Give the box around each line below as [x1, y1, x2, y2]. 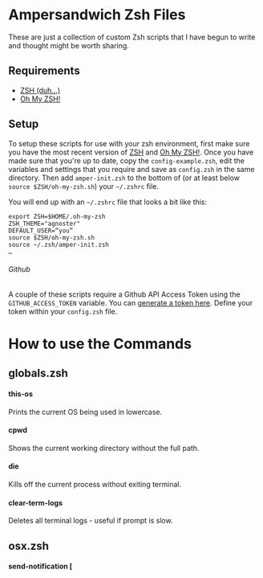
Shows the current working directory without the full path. [8, 443, 200, 453]
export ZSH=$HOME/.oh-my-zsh [8, 212, 106, 220]
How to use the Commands [8, 334, 192, 353]
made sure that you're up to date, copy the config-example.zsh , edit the [8, 155, 245, 166]
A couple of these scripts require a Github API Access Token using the [8, 289, 241, 299]
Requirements [8, 64, 80, 78]
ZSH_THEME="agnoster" [8, 219, 81, 228]
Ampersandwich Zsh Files [8, 6, 186, 24]
